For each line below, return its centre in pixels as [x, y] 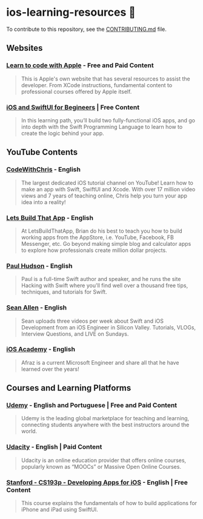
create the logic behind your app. [62, 133]
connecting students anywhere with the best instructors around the [105, 425]
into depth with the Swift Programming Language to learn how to [102, 127]
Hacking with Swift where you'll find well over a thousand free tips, [105, 286]
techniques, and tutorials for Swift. [64, 292]
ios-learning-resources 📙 [71, 12]
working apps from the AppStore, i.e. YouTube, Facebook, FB [97, 237]
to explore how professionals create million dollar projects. [94, 250]
